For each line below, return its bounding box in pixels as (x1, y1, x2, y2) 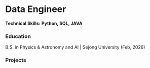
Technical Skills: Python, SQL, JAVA (5, 20, 83, 26)
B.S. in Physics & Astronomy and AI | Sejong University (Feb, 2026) (5, 44, 145, 50)
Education (5, 32, 31, 39)
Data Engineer (5, 3, 66, 15)
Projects (5, 56, 26, 63)
